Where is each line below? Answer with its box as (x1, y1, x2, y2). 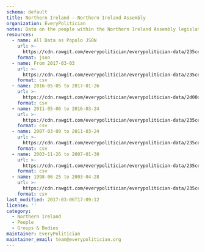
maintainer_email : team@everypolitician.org (6, 236, 121, 242)
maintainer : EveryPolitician (6, 231, 81, 237)
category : (6, 208, 32, 214)
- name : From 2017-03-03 (12, 60, 75, 66)
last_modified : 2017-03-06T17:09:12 (6, 196, 99, 202)
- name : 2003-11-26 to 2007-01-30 (12, 151, 99, 157)
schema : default (6, 9, 48, 15)
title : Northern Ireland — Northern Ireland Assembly (6, 15, 146, 21)
